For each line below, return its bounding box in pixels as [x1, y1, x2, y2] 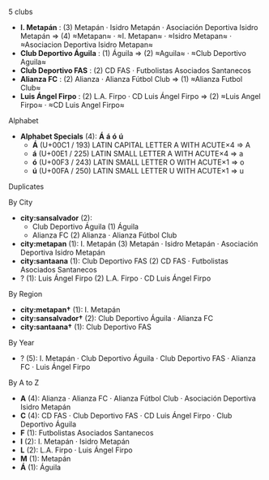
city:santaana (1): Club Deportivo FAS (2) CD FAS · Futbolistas [19, 256, 228, 266]
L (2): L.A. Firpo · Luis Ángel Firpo [19, 445, 134, 455]
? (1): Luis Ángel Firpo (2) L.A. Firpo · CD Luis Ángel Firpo [19, 273, 211, 283]
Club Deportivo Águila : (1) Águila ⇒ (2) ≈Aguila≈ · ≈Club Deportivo [19, 49, 247, 58]
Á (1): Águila [19, 462, 62, 472]
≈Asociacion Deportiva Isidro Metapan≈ [19, 40, 154, 49]
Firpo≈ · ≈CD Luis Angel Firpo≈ [19, 101, 125, 109]
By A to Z [8, 378, 40, 388]
